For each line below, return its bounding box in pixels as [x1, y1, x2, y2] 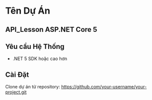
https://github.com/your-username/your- [60, 84, 147, 90]
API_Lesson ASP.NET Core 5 [5, 25, 98, 34]
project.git [5, 89, 27, 95]
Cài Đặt [5, 70, 29, 79]
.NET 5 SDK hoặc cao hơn [12, 56, 68, 62]
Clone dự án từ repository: [5, 84, 60, 90]
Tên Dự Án [5, 5, 50, 17]
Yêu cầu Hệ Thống [5, 42, 65, 51]
